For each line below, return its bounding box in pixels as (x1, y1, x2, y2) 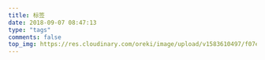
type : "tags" (8, 26, 51, 34)
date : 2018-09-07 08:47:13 (8, 19, 97, 26)
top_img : (8, 41, 37, 48)
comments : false (8, 33, 62, 41)
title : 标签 (8, 11, 45, 19)
